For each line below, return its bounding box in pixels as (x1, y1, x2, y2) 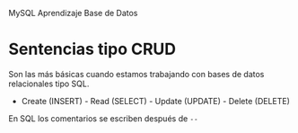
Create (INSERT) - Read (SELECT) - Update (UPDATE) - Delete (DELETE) (21, 95, 291, 106)
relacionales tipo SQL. (8, 78, 90, 89)
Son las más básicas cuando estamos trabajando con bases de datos (8, 68, 265, 79)
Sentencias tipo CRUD (8, 40, 177, 59)
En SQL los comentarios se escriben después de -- (8, 112, 198, 124)
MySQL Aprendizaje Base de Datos (8, 8, 138, 18)
